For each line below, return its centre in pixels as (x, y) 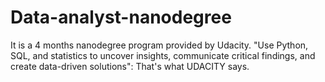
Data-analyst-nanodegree (121, 17)
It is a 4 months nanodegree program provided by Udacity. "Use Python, (159, 45)
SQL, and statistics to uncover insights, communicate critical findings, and (163, 55)
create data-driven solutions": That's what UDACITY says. (130, 66)
